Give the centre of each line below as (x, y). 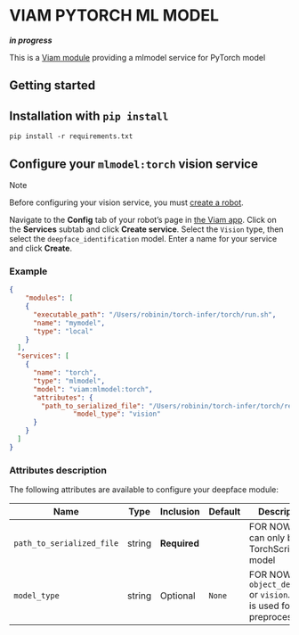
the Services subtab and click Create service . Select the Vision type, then (146, 229)
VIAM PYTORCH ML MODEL (114, 16)
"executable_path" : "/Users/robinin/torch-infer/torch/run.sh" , (154, 314)
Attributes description (58, 470)
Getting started (53, 86)
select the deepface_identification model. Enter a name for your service (143, 238)
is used (264, 606)
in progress (31, 40)
